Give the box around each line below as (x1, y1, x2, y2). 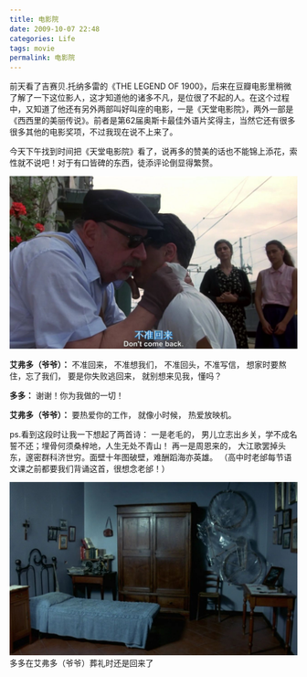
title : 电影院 (9, 15, 59, 24)
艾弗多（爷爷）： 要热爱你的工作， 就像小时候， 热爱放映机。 (9, 410, 237, 421)
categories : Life (9, 34, 76, 43)
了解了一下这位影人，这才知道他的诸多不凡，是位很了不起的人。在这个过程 (9, 92, 290, 103)
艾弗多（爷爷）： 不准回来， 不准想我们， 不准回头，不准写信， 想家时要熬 (9, 360, 287, 371)
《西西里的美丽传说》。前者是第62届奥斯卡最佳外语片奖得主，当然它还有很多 (9, 115, 296, 126)
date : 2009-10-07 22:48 (9, 24, 101, 34)
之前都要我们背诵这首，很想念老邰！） (25, 463, 170, 475)
